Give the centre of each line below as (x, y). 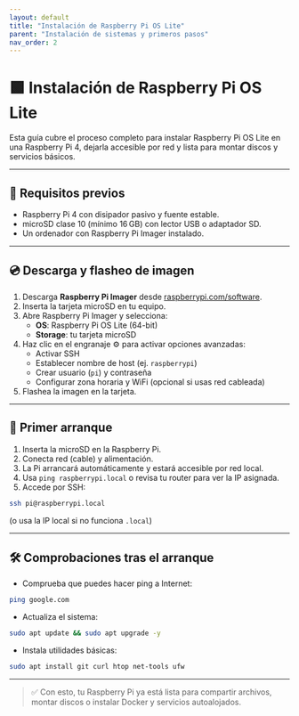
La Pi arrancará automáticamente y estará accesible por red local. (143, 468)
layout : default (39, 17)
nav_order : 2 (33, 42)
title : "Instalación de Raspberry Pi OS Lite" (97, 26)
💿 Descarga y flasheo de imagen (102, 271)
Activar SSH (57, 354)
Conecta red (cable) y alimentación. (88, 459)
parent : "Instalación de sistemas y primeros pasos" (109, 34)
